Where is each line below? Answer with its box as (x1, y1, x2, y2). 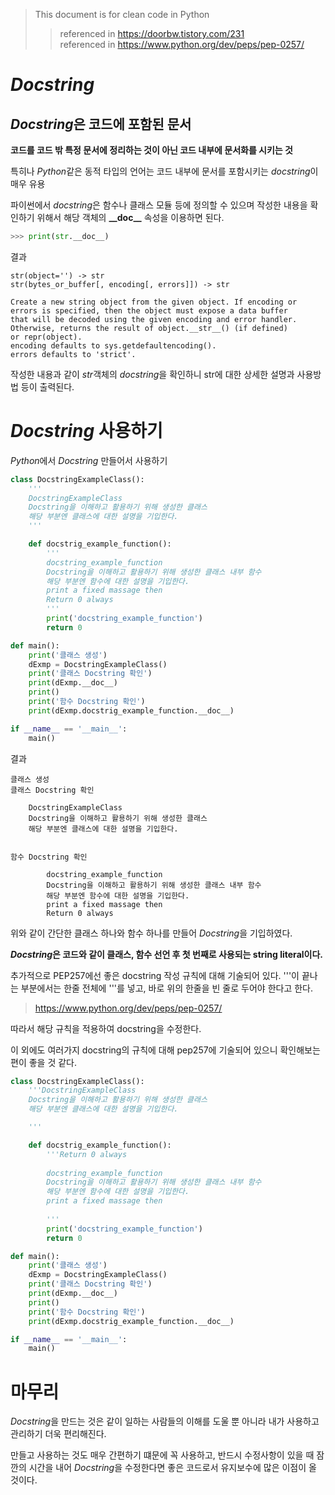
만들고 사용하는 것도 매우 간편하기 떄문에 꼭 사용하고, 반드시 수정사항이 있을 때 (10, 1449, 315, 1461)
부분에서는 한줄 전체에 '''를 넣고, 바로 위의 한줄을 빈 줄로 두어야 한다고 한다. (20, 982, 314, 994)
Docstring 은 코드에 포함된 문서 (10, 115, 192, 133)
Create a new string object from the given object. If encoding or (10, 297, 298, 307)
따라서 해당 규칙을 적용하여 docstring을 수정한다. (10, 1022, 202, 1034)
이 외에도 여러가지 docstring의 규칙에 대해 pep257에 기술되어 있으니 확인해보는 (10, 1044, 321, 1056)
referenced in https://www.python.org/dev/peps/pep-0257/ (59, 39, 305, 50)
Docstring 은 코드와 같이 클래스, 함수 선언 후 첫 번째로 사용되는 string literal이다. (10, 948, 323, 960)
